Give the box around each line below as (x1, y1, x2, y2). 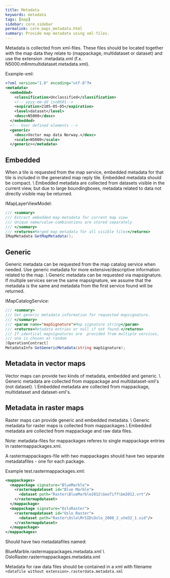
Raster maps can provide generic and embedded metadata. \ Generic (5, 417, 150, 423)
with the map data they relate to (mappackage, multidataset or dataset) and (5, 50, 163, 56)
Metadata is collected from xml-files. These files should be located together (5, 45, 163, 51)
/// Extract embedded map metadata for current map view (5, 215, 128, 220)
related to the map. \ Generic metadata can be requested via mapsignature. (5, 272, 162, 278)
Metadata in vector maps (5, 359, 86, 368)
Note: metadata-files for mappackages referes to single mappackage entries (5, 437, 165, 443)
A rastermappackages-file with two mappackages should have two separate (5, 452, 164, 459)
